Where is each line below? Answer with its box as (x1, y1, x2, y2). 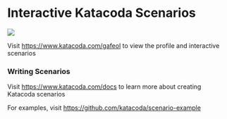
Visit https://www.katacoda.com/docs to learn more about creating (7, 82, 202, 91)
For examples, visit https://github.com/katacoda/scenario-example (7, 104, 201, 112)
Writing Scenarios (7, 66, 70, 76)
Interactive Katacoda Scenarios (7, 5, 196, 21)
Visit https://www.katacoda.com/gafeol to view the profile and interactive (7, 41, 220, 50)
